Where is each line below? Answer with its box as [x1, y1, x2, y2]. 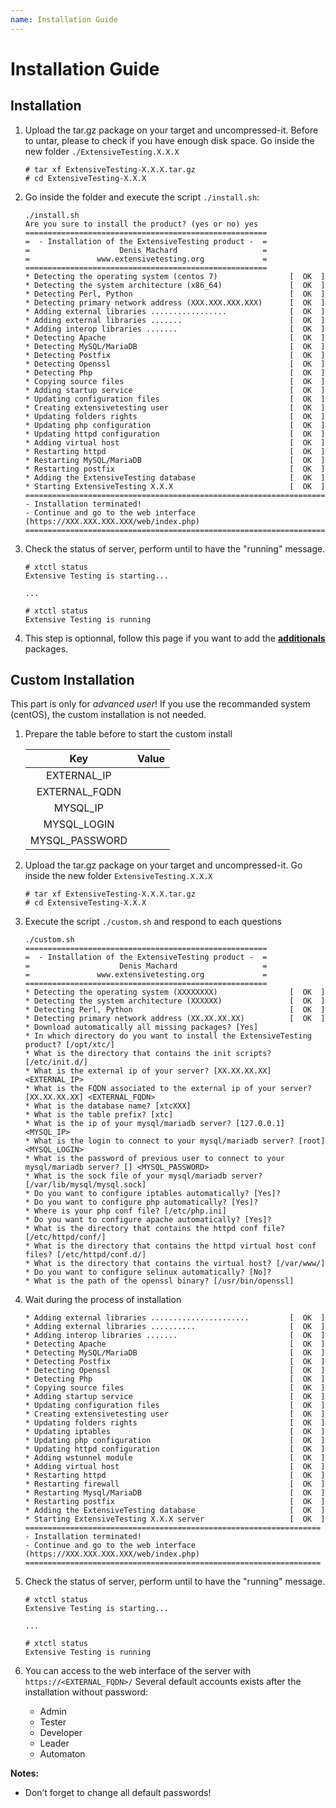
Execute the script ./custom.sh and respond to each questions [24, 916, 283, 928]
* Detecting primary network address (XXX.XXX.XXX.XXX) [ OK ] [24, 297, 326, 308]
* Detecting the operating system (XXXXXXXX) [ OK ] [24, 987, 326, 998]
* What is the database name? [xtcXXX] [24, 1101, 192, 1111]
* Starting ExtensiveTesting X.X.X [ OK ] [24, 481, 326, 491]
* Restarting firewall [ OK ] [24, 1479, 326, 1490]
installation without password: [24, 1686, 149, 1698]
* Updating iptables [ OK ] [24, 1427, 326, 1437]
